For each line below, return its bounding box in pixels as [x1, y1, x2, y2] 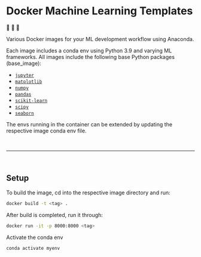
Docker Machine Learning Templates [6, 4, 193, 18]
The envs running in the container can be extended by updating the [6, 120, 172, 128]
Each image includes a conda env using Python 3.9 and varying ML [6, 47, 172, 54]
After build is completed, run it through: [6, 211, 103, 218]
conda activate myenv [6, 245, 60, 251]
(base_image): [6, 60, 42, 67]
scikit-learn [14, 97, 48, 104]
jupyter [14, 72, 34, 78]
